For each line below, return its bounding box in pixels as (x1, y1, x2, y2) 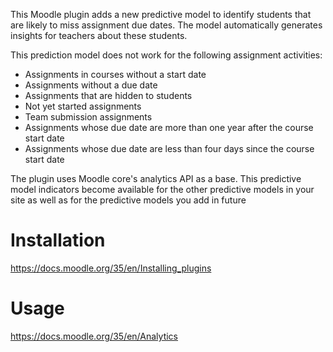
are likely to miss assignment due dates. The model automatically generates (10, 19, 323, 31)
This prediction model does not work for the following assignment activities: (10, 49, 323, 61)
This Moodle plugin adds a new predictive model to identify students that (10, 9, 312, 20)
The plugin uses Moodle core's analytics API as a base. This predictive (10, 173, 302, 184)
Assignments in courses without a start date (24, 69, 207, 80)
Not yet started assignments (24, 100, 142, 112)
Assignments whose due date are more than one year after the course (24, 122, 314, 133)
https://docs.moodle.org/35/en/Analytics (10, 330, 179, 342)
